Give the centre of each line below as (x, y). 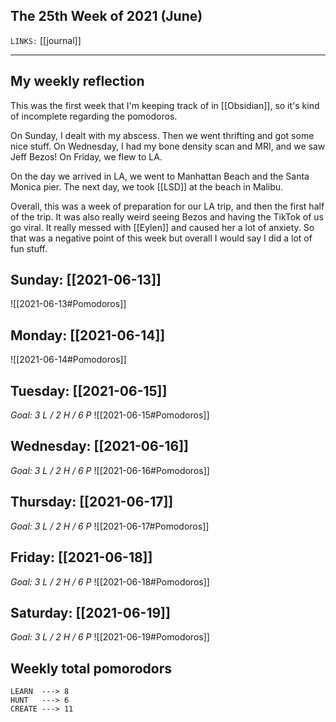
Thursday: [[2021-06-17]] (92, 502)
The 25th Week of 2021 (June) (106, 16)
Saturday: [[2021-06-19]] (90, 612)
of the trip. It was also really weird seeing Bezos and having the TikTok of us (167, 216)
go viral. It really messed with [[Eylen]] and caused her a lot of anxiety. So (162, 227)
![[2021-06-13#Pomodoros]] (68, 304)
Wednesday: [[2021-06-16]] (100, 446)
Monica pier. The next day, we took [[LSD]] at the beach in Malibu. (147, 186)
